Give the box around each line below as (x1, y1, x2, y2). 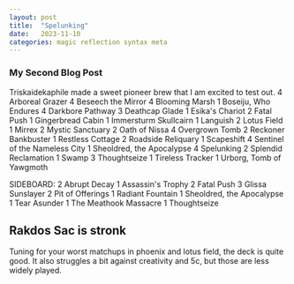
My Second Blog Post (9, 67, 103, 79)
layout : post (9, 12, 57, 22)
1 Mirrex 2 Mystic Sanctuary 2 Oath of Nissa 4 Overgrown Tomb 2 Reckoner (9, 124, 285, 135)
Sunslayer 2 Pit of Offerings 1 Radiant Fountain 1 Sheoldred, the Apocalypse (9, 188, 284, 198)
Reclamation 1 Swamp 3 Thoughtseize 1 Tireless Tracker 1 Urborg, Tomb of (9, 152, 282, 163)
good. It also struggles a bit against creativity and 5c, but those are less (9, 256, 269, 266)
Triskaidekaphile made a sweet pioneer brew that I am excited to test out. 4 (9, 86, 283, 97)
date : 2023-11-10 (9, 29, 81, 38)
